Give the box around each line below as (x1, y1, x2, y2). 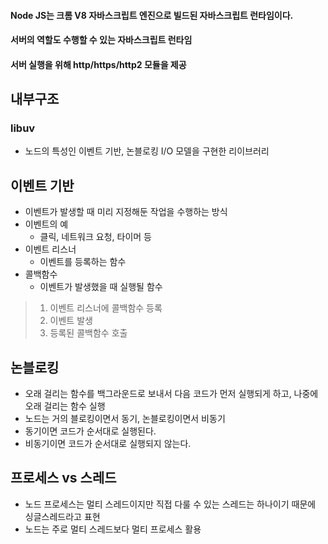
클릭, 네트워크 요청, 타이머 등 (39, 231, 152, 243)
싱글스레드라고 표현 (24, 510, 101, 522)
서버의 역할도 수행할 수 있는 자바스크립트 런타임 (10, 34, 193, 46)
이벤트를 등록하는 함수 (39, 256, 127, 268)
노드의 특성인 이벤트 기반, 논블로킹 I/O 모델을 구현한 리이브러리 (24, 145, 270, 157)
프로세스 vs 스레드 (10, 470, 117, 487)
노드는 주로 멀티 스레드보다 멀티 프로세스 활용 (24, 523, 202, 535)
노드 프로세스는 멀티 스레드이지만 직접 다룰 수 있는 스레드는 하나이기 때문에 (24, 498, 317, 510)
